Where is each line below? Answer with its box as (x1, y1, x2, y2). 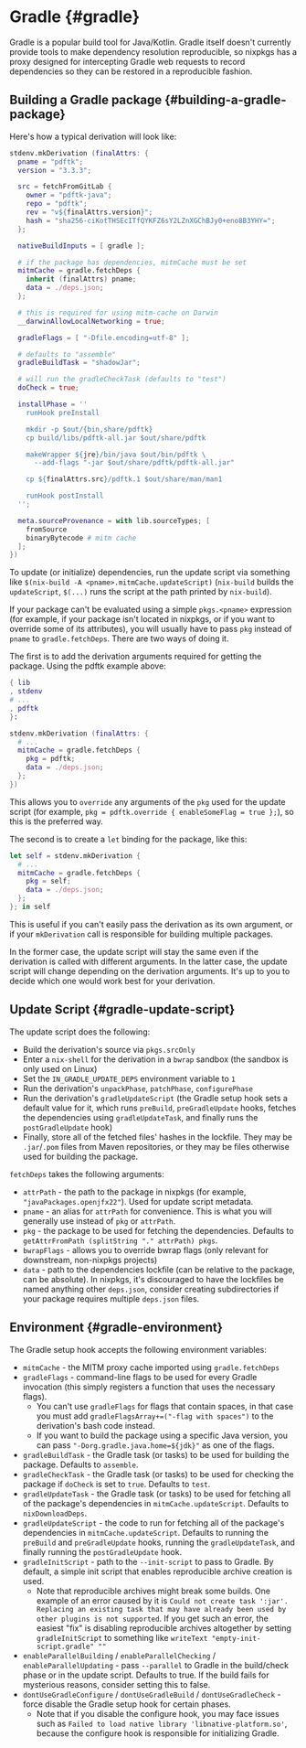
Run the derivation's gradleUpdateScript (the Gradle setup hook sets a (22, 1092, 288, 1103)
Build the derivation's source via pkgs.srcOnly (22, 1044, 196, 1055)
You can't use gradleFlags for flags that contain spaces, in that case (36, 1400, 294, 1411)
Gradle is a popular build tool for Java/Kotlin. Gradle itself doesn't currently (9, 37, 291, 48)
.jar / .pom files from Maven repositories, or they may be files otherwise (22, 1141, 290, 1152)
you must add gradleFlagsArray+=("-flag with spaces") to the (36, 1410, 274, 1421)
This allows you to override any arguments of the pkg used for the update (9, 796, 286, 807)
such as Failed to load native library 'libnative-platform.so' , (36, 1718, 288, 1729)
